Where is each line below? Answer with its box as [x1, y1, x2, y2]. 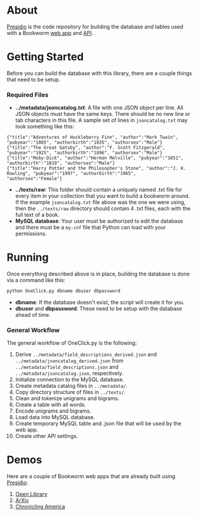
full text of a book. [15, 211, 60, 219]
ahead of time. [15, 311, 51, 318]
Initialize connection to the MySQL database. [15, 376, 124, 383]
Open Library [15, 491, 48, 498]
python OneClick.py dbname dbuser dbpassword [6, 288, 120, 294]
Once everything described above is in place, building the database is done [6, 270, 190, 278]
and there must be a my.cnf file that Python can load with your [15, 224, 166, 231]
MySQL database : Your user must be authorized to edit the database [15, 218, 183, 225]
